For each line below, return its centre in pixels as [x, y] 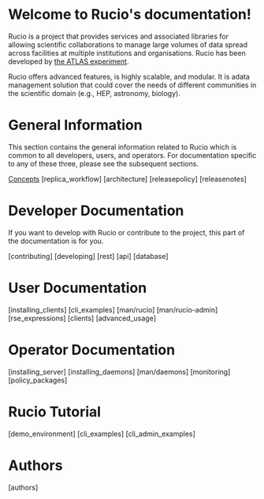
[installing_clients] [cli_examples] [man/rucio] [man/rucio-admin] [113, 309]
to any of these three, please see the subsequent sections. [104, 164]
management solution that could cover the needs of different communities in [132, 85]
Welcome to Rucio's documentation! [130, 15]
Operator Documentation [92, 350]
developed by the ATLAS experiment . [69, 61]
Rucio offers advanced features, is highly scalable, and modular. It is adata [129, 76]
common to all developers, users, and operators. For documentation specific [132, 155]
